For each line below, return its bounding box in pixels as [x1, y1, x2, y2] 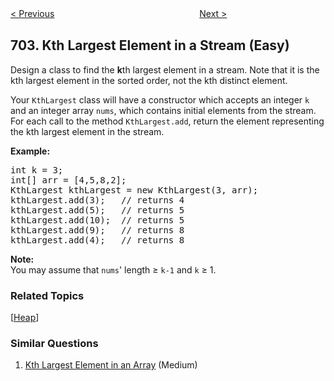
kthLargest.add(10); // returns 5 [10, 214, 185, 226]
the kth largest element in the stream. [10, 125, 165, 137]
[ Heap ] [10, 312, 40, 324]
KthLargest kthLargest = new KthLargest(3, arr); [10, 184, 259, 196]
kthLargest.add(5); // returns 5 [10, 204, 185, 216]
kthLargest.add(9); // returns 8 [10, 224, 185, 236]
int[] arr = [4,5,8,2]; [10, 174, 127, 186]
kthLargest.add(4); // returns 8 [10, 234, 185, 246]
